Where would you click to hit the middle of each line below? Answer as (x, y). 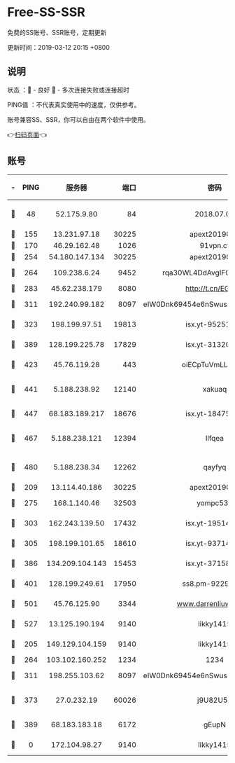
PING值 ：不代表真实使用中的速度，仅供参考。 (74, 104)
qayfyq (215, 467)
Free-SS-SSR (46, 12)
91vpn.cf (215, 245)
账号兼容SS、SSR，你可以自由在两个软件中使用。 (78, 119)
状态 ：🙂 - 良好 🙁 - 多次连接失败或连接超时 (68, 90)
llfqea (215, 438)
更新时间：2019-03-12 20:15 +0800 (59, 47)
